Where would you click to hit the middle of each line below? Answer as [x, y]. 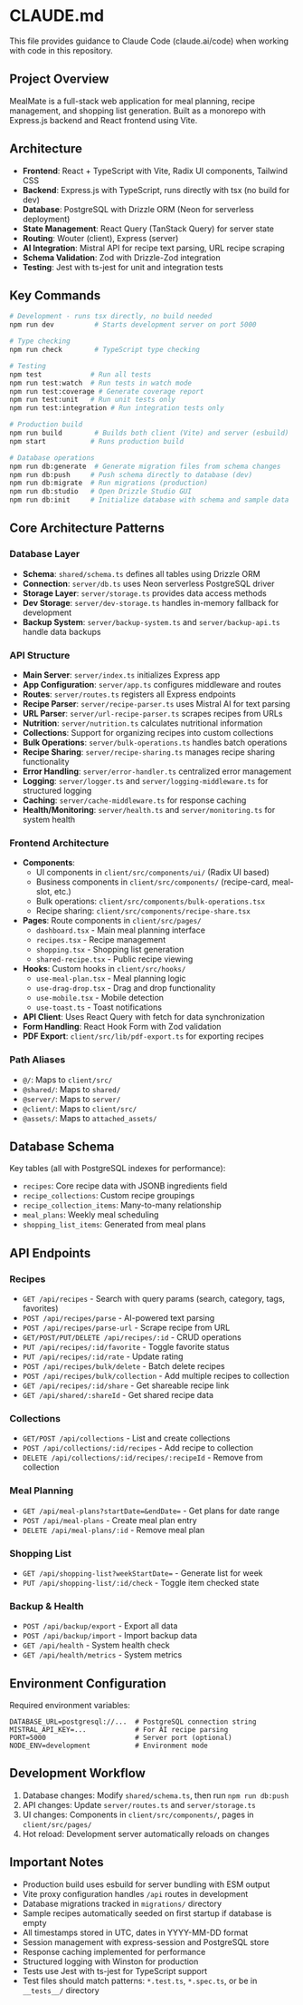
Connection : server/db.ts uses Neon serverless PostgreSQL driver [148, 583]
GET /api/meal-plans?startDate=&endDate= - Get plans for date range [151, 1511]
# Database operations [52, 458]
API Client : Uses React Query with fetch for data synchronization [143, 1017]
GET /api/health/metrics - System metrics [102, 1655]
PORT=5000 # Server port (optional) [121, 1738]
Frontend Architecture [59, 843]
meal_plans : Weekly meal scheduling [90, 1215]
